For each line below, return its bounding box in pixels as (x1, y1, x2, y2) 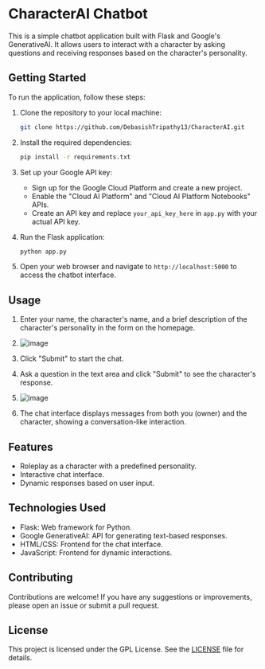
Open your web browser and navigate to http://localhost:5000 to (19, 262, 237, 272)
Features (8, 440, 53, 454)
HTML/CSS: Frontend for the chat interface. (19, 539, 163, 549)
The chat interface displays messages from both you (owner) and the (19, 409, 247, 418)
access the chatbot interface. (19, 270, 117, 280)
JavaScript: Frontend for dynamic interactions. (19, 547, 173, 557)
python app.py (19, 248, 67, 256)
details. (8, 653, 33, 663)
